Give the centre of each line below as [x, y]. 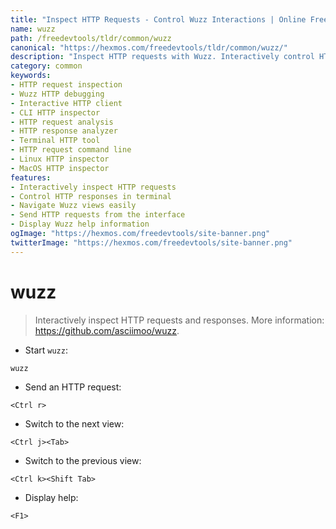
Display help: [51, 497]
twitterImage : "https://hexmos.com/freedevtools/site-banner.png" [151, 242]
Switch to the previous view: [83, 460]
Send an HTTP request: [73, 387]
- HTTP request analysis [62, 122]
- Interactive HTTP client [66, 103]
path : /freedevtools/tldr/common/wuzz [91, 38]
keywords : [31, 76]
